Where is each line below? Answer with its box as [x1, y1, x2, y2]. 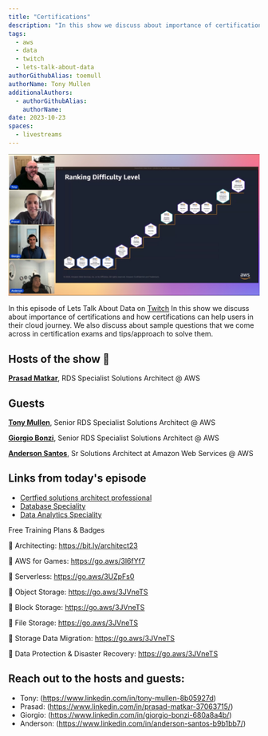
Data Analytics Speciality [19, 510, 102, 519]
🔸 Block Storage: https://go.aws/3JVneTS [8, 602, 145, 612]
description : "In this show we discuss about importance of [8, 21, 213, 30]
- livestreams [15, 131, 62, 139]
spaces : [8, 122, 34, 131]
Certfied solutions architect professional [19, 493, 152, 502]
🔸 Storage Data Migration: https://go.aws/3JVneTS [8, 633, 175, 643]
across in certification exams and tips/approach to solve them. [8, 329, 214, 339]
